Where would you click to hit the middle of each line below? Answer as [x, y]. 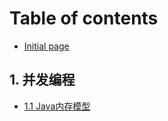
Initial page [46, 46]
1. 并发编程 [42, 80]
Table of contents [84, 18]
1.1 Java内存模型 [57, 106]
